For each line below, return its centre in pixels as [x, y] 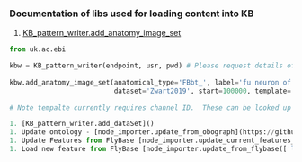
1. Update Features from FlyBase [72, 141]
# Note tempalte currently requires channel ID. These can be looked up [151, 108]
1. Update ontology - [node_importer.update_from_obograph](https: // [142, 132]
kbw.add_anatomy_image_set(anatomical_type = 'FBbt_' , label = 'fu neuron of [151, 82]
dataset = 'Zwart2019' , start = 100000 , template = [203, 91]
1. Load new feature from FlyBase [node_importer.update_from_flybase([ [148, 149]
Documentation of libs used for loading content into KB [132, 13]
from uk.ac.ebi [38, 49]
